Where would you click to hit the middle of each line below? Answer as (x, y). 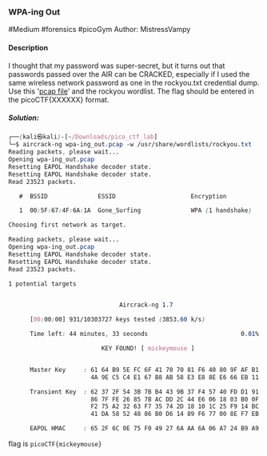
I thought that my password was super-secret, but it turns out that (117, 66)
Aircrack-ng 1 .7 (146, 305)
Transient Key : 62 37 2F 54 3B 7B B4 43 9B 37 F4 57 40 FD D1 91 (144, 392)
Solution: (24, 118)
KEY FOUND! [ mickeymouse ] (148, 349)
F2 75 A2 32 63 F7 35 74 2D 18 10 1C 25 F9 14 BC (175, 406)
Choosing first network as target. (68, 225)
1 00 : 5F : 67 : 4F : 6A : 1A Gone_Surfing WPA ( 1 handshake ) (135, 210)
